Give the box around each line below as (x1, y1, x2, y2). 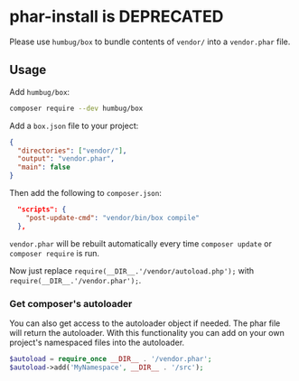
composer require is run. (9, 247, 100, 258)
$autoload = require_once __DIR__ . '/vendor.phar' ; (9, 354, 212, 363)
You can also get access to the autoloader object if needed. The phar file (9, 318, 281, 329)
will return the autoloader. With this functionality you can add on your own (9, 327, 285, 338)
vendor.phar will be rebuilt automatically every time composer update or (9, 237, 273, 249)
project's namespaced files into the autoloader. (9, 337, 185, 348)
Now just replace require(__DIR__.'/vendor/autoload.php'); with (9, 265, 255, 276)
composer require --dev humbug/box (9, 104, 144, 113)
